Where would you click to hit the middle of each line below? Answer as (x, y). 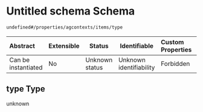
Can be (20, 60)
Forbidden (176, 64)
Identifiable (137, 45)
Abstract (22, 45)
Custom (172, 42)
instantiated (26, 67)
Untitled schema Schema (71, 11)
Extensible (64, 45)
